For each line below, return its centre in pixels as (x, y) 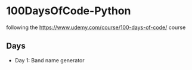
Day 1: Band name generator (49, 60)
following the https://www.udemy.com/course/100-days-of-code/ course (96, 27)
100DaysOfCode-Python (69, 11)
